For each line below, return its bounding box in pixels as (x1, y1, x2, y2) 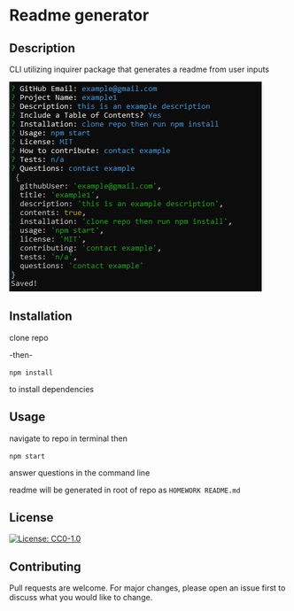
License (9, 510, 54, 525)
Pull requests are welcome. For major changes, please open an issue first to (9, 583, 286, 593)
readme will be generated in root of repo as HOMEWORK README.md (9, 484, 241, 495)
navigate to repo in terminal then (9, 433, 128, 444)
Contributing (9, 559, 81, 574)
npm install (9, 368, 53, 377)
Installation (9, 309, 73, 324)
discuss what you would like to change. (9, 592, 153, 603)
